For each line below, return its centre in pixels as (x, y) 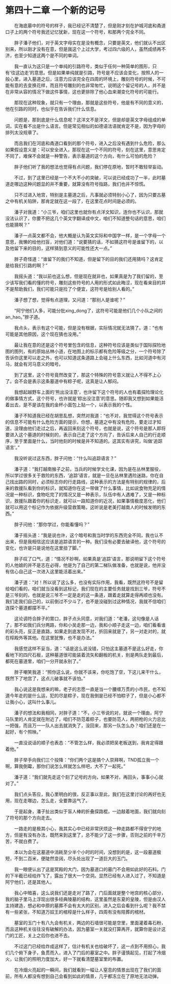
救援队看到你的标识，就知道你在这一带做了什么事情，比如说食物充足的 (88, 488)
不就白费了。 (27, 841)
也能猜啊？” (18, 224)
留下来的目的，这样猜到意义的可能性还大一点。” (63, 248)
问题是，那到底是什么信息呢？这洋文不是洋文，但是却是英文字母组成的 (88, 120)
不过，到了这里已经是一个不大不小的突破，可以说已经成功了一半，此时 (88, 177)
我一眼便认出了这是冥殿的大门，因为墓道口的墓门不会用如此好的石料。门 (90, 869)
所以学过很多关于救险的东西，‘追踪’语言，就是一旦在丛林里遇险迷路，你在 (82, 475)
